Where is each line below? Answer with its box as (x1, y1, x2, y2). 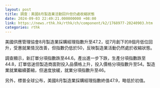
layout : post (5, 7, 32, 12)
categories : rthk (5, 25, 40, 30)
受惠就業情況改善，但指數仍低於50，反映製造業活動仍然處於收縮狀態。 (13, 45, 155, 51)
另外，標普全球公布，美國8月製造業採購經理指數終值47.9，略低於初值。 (5, 78, 148, 84)
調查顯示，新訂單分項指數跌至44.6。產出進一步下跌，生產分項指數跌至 (5, 55, 146, 61)
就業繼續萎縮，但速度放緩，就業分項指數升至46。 (9, 67, 108, 73)
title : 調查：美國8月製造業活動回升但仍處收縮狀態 (5, 12, 95, 16)
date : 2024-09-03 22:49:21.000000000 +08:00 (5, 16, 96, 21)
